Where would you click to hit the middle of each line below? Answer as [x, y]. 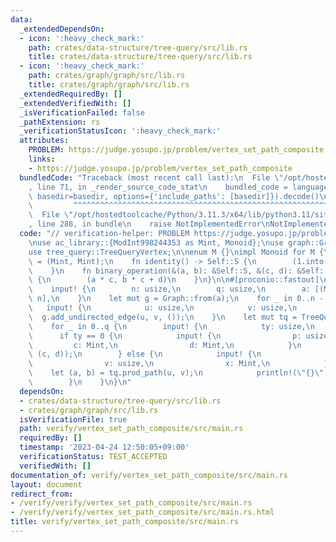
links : [42, 159]
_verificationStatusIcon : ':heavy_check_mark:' [120, 131]
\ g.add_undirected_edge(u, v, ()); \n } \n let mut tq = [163, 317]
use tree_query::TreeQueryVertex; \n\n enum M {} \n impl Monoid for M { [176, 252]
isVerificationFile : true [73, 419]
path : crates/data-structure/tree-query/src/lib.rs [138, 47]
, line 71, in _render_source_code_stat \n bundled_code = [158, 187]
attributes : [44, 141]
